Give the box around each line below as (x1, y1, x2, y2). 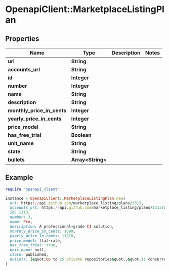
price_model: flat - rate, (10, 238, 62, 243)
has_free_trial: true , (10, 243, 58, 248)
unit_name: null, (10, 247, 47, 253)
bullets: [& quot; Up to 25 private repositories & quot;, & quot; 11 (10, 257, 146, 262)
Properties (5, 34, 39, 43)
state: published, (10, 252, 49, 257)
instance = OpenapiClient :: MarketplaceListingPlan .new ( (5, 196, 125, 201)
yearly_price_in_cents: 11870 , (10, 233, 76, 238)
